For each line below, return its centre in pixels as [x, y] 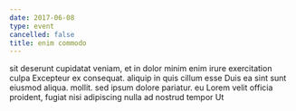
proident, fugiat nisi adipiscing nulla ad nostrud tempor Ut [117, 97]
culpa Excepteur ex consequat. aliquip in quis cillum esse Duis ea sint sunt [148, 79]
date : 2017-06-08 [42, 18]
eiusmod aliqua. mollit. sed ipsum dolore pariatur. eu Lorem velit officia [141, 88]
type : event [32, 26]
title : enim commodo [48, 43]
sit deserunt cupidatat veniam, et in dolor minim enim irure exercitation [141, 69]
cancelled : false [42, 34]
